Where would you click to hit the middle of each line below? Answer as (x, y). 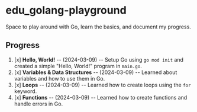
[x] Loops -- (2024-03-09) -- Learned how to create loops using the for (102, 85)
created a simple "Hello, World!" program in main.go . (78, 66)
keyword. (25, 91)
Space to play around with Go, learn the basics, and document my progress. (98, 27)
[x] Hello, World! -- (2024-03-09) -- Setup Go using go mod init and (99, 59)
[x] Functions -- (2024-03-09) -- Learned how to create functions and (101, 97)
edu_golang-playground (66, 10)
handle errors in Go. (38, 104)
